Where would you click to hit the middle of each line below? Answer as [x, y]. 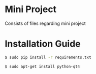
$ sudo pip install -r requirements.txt [48, 57]
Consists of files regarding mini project [45, 23]
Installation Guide [43, 44]
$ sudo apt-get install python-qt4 [42, 66]
